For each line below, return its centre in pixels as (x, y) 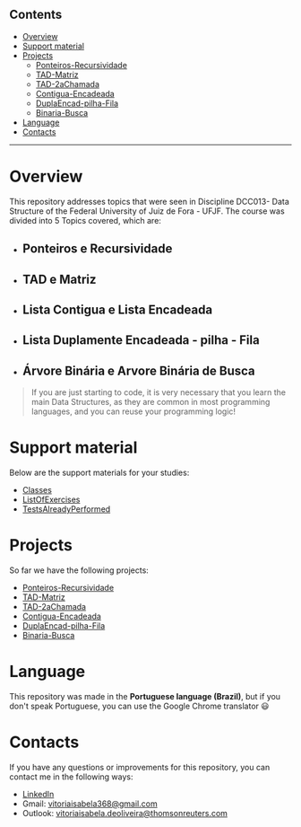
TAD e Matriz (59, 279)
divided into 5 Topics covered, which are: (85, 220)
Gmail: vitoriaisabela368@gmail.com (90, 804)
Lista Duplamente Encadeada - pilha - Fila (141, 340)
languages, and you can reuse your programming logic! (133, 411)
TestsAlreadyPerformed (66, 509)
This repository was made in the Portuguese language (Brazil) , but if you (145, 696)
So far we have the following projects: (79, 570)
